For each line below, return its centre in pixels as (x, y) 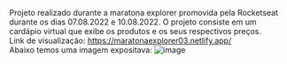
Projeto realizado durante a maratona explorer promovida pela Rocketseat (144, 13)
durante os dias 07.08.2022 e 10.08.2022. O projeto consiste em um (133, 22)
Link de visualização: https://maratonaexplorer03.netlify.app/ (120, 40)
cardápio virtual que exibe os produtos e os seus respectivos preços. (135, 31)
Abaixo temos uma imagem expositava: (81, 50)
